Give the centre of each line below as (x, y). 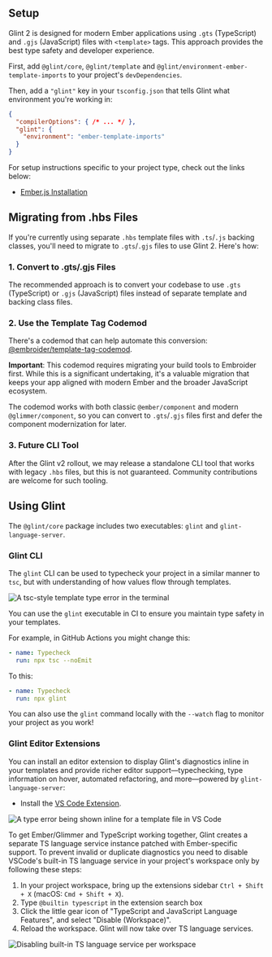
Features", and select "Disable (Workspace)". (96, 920)
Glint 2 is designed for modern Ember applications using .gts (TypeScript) (133, 33)
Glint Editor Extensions (54, 744)
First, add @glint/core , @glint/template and (82, 66)
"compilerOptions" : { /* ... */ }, (76, 121)
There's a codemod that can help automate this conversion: (108, 340)
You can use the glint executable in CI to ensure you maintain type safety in (136, 613)
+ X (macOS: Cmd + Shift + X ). (72, 893)
